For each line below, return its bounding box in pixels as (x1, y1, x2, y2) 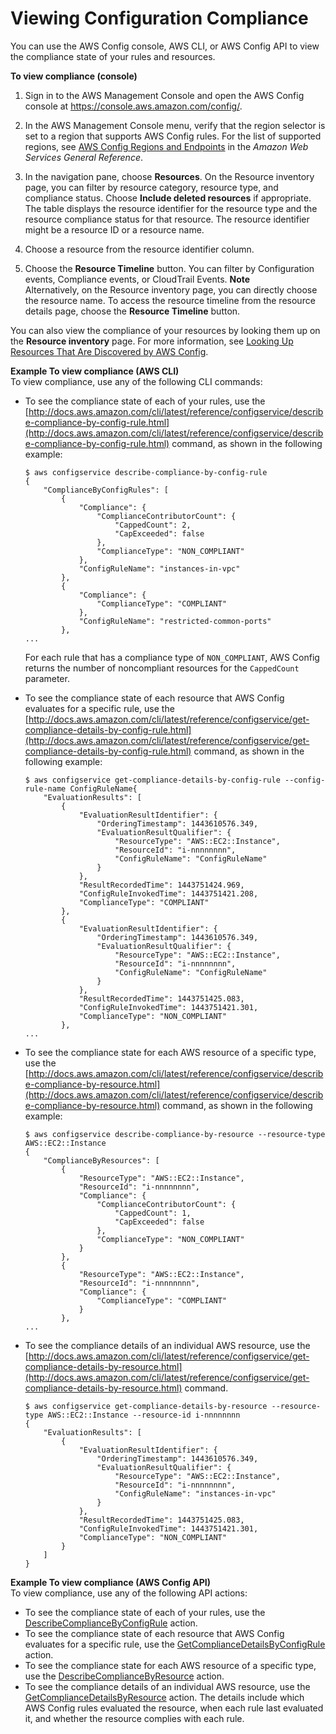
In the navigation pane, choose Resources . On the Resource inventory (24, 170, 315, 182)
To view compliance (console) (10, 70, 138, 82)
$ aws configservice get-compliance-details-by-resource (24, 1401, 268, 1411)
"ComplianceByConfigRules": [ (43, 485, 169, 495)
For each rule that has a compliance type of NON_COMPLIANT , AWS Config (24, 651, 320, 663)
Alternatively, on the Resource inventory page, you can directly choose (24, 283, 318, 296)
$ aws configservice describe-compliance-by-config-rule (24, 467, 268, 477)
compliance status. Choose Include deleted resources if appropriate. (24, 192, 312, 204)
